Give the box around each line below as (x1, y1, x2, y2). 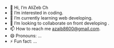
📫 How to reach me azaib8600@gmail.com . (9, 26, 101, 31)
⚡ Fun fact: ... (9, 38, 37, 44)
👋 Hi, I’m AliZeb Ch (9, 5, 49, 10)
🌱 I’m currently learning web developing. (9, 15, 93, 21)
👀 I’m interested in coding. (9, 10, 63, 16)
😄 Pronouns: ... (9, 33, 42, 39)
